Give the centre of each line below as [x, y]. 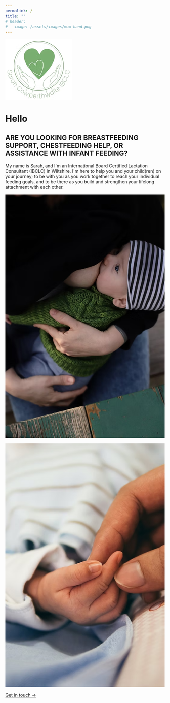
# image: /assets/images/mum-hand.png [49, 27]
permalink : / [19, 11]
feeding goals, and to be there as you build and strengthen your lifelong [80, 182]
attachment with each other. [35, 187]
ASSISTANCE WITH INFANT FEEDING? [67, 153]
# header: [16, 21]
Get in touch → [21, 695]
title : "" [16, 16]
